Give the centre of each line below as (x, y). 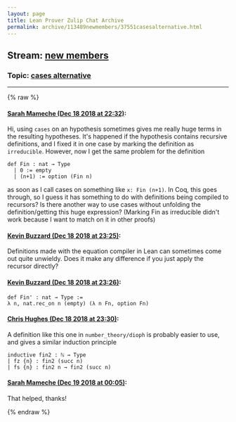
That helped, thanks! (37, 399)
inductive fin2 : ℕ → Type (47, 355)
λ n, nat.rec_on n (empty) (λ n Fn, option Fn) (78, 303)
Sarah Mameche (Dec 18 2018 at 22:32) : (67, 113)
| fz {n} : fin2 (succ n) (45, 361)
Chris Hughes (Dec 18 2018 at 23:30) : (63, 319)
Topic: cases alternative (49, 75)
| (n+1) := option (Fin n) (53, 177)
